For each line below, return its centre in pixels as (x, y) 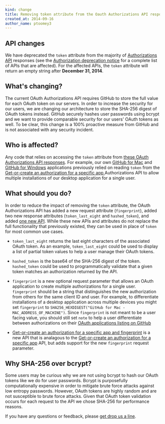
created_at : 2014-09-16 (29, 19)
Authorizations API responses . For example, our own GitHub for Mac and (79, 162)
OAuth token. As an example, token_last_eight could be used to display (85, 246)
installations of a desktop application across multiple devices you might (84, 302)
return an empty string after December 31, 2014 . (54, 71)
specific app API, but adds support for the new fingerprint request (80, 343)
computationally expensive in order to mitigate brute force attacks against (80, 386)
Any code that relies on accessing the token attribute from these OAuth (77, 157)
